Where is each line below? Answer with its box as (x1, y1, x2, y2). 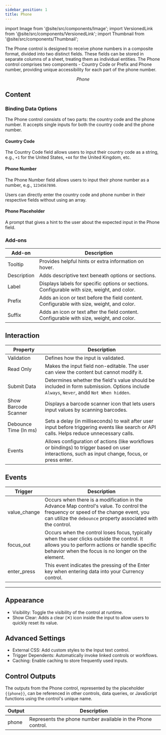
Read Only (7, 365, 32, 372)
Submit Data (7, 383, 36, 389)
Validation (7, 354, 31, 361)
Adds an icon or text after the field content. (39, 308, 139, 315)
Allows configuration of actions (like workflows (45, 438, 154, 445)
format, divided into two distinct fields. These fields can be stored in (5, 50, 144, 57)
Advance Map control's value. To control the (44, 502, 147, 509)
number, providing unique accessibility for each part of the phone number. (5, 66, 157, 72)
